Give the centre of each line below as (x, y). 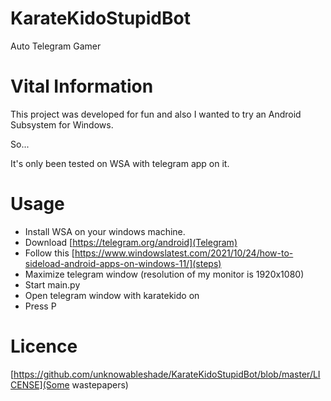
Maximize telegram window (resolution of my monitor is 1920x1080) (164, 274)
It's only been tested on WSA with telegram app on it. (120, 163)
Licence (44, 346)
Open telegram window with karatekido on (112, 295)
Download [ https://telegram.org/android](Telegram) (131, 242)
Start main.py (52, 284)
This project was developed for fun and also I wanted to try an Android (156, 114)
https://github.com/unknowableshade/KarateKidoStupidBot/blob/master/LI (167, 374)
